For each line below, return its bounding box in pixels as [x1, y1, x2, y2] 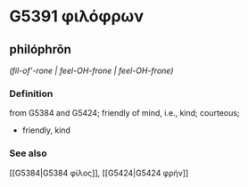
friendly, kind [21, 125, 71, 135]
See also [9, 147, 47, 159]
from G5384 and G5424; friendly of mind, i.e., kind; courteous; [9, 108, 240, 118]
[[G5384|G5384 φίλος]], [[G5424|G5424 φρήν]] [9, 167, 189, 178]
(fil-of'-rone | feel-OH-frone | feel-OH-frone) [9, 65, 174, 76]
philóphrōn [9, 42, 71, 57]
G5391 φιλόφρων [9, 6, 145, 27]
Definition [9, 87, 54, 100]
